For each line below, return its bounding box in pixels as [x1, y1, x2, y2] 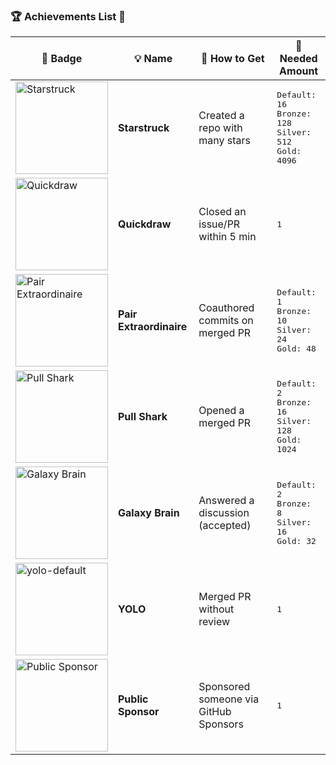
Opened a [198, 404, 245, 418]
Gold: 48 [276, 343, 317, 354]
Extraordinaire [118, 320, 188, 334]
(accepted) [198, 519, 252, 533]
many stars [198, 134, 252, 148]
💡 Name [134, 52, 173, 66]
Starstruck [118, 121, 170, 135]
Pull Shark [118, 410, 168, 424]
